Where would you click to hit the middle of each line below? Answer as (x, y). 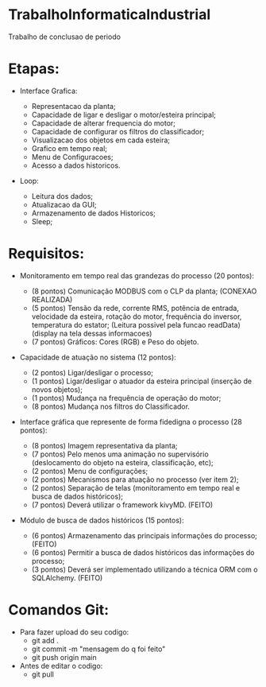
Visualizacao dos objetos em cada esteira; (101, 140)
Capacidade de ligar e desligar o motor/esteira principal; (124, 114)
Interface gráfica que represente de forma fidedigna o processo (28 (131, 421)
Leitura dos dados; (62, 196)
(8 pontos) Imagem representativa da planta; (104, 445)
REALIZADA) (52, 299)
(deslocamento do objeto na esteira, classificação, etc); (122, 462)
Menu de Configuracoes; (72, 157)
